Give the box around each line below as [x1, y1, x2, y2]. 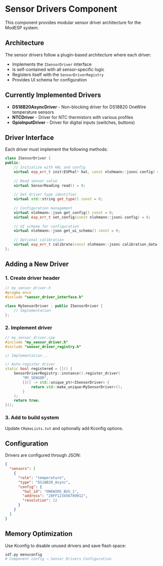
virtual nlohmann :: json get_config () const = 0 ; [14, 210, 114, 215]
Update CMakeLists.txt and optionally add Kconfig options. [5, 425, 124, 431]
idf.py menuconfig [5, 552, 42, 557]
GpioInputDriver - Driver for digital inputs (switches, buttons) [12, 119, 135, 125]
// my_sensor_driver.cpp [5, 335, 55, 340]
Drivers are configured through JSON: [5, 452, 81, 458]
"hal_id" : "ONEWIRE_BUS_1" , [22, 489, 79, 494]
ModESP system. [5, 24, 39, 30]
